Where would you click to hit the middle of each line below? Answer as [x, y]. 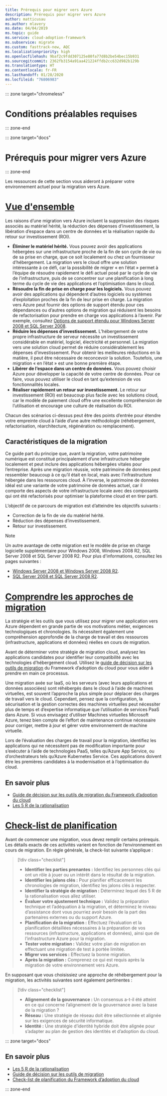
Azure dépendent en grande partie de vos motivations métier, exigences [79, 626]
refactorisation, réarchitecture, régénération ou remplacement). [70, 426]
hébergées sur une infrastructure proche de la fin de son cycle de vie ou [87, 251]
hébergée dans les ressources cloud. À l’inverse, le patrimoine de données [82, 480]
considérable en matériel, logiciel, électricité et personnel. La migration [85, 342]
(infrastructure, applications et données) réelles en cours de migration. [78, 642]
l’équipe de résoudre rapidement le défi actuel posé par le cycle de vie [85, 272]
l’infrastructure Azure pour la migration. [65, 938]
